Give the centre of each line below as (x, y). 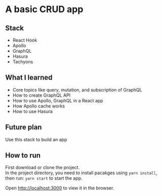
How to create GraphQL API (42, 95)
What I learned (29, 78)
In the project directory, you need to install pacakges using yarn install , (81, 173)
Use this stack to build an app (36, 139)
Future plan (24, 127)
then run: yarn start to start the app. (44, 178)
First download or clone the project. (43, 168)
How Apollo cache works (39, 106)
